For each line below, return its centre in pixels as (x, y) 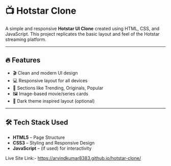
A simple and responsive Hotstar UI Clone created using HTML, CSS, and (82, 28)
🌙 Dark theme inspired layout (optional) (54, 101)
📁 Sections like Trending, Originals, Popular (58, 88)
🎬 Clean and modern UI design (45, 73)
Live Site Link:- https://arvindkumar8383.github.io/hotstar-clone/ (73, 158)
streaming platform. (26, 39)
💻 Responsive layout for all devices (50, 80)
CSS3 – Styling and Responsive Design (54, 143)
